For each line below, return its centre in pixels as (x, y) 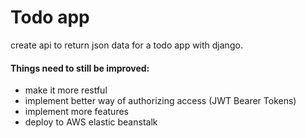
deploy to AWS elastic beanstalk (91, 122)
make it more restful (66, 90)
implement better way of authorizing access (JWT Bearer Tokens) (160, 101)
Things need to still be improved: (80, 68)
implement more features (76, 112)
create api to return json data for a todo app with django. (126, 45)
